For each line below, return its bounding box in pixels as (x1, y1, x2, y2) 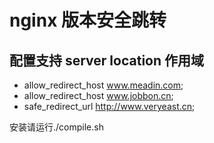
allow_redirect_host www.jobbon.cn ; (23, 90, 174, 101)
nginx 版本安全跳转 (9, 9, 167, 32)
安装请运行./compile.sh (9, 121, 104, 133)
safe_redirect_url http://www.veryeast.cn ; (23, 101, 196, 112)
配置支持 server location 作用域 (9, 52, 205, 69)
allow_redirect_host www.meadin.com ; (23, 79, 184, 91)
